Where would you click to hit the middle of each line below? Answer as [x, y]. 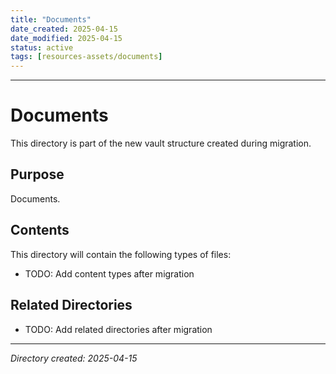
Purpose [37, 174]
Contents [40, 230]
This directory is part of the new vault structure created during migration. [161, 143]
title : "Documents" [51, 19]
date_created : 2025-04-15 [64, 29]
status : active [42, 47]
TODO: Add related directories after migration [118, 329]
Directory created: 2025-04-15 [74, 358]
